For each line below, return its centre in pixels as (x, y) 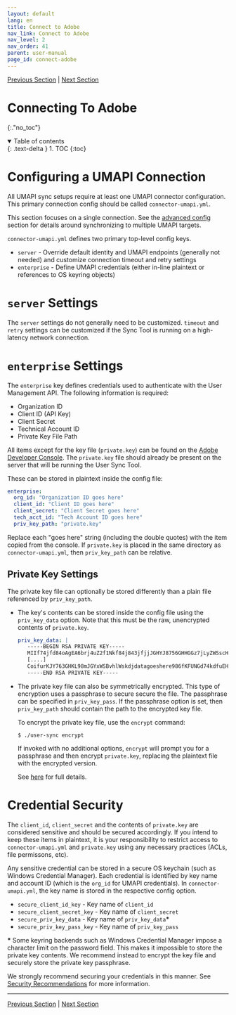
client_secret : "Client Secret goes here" (77, 511)
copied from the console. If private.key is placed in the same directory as (114, 545)
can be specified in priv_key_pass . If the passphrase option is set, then (120, 701)
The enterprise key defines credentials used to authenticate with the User (115, 385)
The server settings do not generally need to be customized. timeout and (113, 322)
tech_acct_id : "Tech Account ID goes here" (78, 517)
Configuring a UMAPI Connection (106, 177)
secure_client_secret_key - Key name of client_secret (98, 912)
